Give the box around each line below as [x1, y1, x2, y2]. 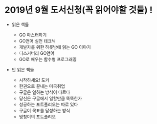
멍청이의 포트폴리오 [19, 113, 56, 120]
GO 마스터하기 [19, 32, 47, 38]
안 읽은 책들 [11, 66, 35, 72]
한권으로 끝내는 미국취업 [19, 83, 66, 89]
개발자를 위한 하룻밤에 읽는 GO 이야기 [19, 44, 91, 50]
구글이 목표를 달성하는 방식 [19, 107, 70, 113]
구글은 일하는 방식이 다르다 [19, 89, 70, 95]
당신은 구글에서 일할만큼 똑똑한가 [19, 95, 82, 101]
